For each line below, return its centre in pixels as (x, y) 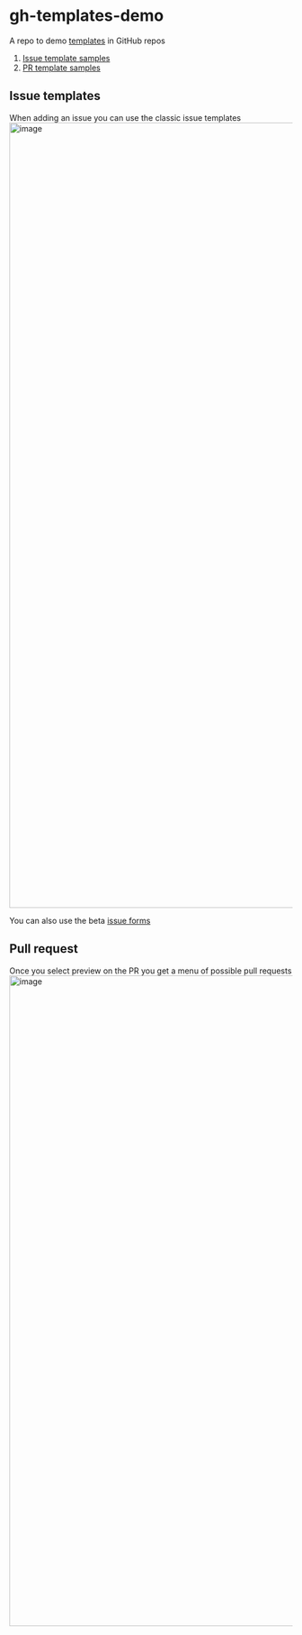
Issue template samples (66, 58)
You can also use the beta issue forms (80, 920)
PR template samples (61, 68)
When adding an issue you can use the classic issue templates (125, 117)
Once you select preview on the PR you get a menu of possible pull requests (151, 971)
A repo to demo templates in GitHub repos (88, 41)
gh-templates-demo (87, 16)
